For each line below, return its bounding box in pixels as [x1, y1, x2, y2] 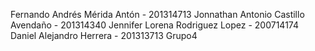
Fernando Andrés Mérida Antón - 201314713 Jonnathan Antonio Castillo [10, 9, 305, 20]
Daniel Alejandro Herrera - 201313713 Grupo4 [10, 30, 198, 41]
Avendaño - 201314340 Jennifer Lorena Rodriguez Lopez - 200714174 [10, 19, 299, 31]
